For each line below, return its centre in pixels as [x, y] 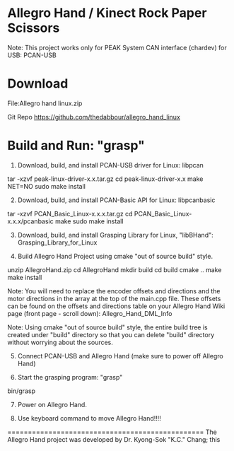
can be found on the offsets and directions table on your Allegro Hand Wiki [116, 306]
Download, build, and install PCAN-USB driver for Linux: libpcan [110, 165]
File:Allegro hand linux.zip [45, 103]
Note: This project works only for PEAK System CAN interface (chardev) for [117, 47]
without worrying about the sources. [60, 342]
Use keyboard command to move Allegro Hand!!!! [89, 418]
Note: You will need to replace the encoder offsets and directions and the [114, 291]
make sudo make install [89, 221]
